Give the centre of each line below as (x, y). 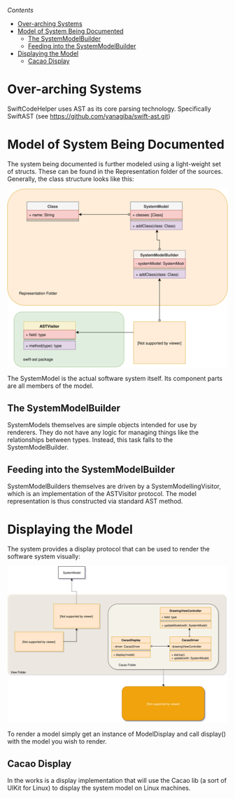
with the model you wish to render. (57, 741)
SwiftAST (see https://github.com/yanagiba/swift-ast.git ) (89, 116)
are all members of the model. (50, 386)
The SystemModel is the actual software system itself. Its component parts (115, 379)
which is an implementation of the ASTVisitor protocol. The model (102, 494)
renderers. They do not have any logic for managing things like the (103, 432)
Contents (20, 10)
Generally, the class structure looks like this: (71, 179)
